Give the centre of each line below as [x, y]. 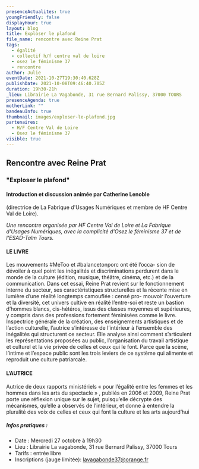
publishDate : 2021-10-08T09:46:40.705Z [56, 84]
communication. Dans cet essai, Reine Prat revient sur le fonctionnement [95, 284]
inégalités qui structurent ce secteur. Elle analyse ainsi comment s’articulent [99, 334]
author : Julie [24, 73]
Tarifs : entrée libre [38, 453]
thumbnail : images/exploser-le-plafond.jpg [61, 117]
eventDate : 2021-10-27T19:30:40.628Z [53, 78]
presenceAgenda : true [33, 100]
